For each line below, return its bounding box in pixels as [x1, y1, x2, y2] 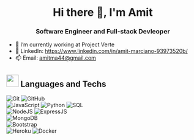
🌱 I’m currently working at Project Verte [15, 41, 115, 48]
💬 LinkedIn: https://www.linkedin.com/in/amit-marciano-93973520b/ [15, 47, 188, 55]
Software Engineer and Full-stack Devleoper [35, 27, 170, 36]
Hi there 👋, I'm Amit [53, 5, 153, 19]
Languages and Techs [20, 79, 106, 89]
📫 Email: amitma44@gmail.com [15, 54, 97, 61]
